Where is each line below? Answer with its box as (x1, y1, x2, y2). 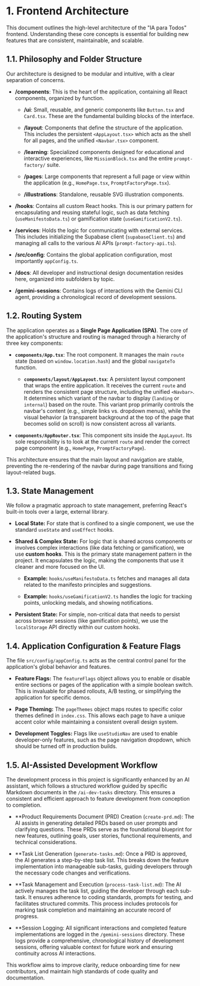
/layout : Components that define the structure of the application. (23, 124, 183, 131)
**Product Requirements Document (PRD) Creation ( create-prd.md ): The (14, 813, 195, 820)
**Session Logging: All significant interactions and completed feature (14, 924, 187, 931)
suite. (47, 161, 61, 168)
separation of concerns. (6, 76, 66, 83)
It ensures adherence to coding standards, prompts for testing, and (28, 894, 193, 900)
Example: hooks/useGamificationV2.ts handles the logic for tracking (23, 593, 192, 600)
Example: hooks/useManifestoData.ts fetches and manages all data (23, 575, 190, 582)
